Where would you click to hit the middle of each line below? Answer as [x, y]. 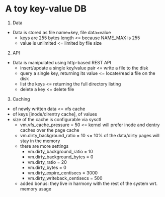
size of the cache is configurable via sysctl [57, 119]
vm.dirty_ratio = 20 [47, 162]
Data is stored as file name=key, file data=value [62, 32]
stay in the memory [40, 141]
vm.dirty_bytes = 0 [47, 167]
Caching [21, 99]
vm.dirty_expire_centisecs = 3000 [63, 173]
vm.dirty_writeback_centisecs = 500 [65, 178]
